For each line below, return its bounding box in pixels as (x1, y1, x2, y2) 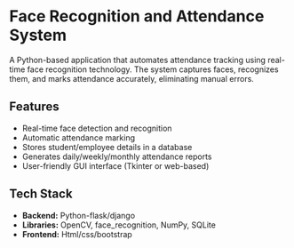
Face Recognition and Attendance (9, 6, 265, 27)
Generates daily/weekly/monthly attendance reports (21, 151, 212, 162)
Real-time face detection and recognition (21, 123, 172, 133)
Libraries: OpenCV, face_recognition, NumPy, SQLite (21, 220, 216, 230)
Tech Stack (9, 187, 73, 202)
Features (9, 100, 60, 115)
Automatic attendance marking (21, 132, 136, 143)
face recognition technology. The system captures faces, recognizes (27, 64, 279, 75)
